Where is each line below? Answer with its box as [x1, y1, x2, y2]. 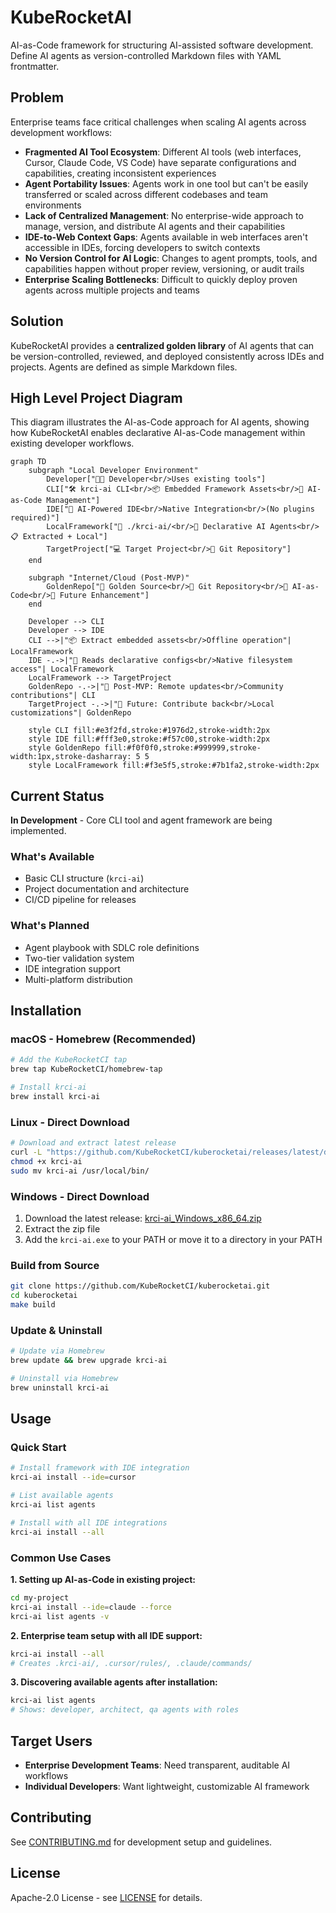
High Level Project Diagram [10, 389, 183, 406]
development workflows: [10, 126, 113, 138]
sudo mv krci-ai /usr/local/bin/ [10, 1166, 150, 1176]
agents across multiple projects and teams [24, 284, 200, 296]
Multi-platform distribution [24, 973, 133, 985]
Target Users [10, 1732, 93, 1750]
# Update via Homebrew [10, 1346, 105, 1356]
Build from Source [10, 1258, 100, 1272]
